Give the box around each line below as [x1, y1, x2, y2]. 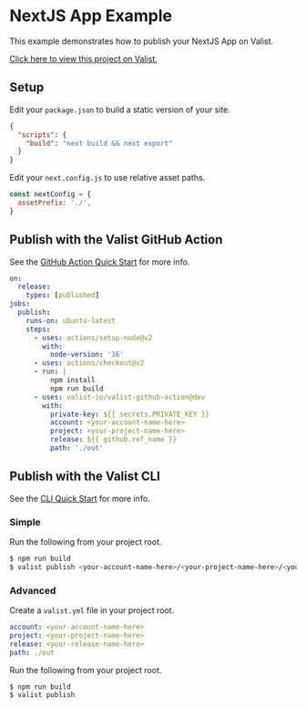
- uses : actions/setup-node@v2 [33, 333, 153, 342]
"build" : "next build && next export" [25, 139, 173, 148]
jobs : [9, 299, 30, 308]
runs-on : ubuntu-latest [25, 316, 117, 325]
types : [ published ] [25, 291, 100, 300]
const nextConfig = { [9, 190, 92, 199]
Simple [9, 515, 41, 528]
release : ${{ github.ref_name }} [49, 435, 178, 444]
